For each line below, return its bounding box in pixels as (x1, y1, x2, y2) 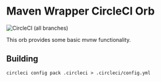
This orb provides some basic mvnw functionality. (6, 36, 131, 43)
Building (6, 53, 38, 64)
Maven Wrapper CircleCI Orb (6, 4, 155, 18)
